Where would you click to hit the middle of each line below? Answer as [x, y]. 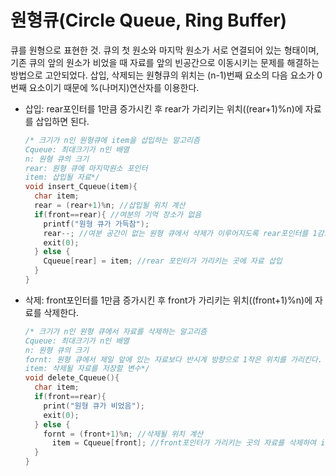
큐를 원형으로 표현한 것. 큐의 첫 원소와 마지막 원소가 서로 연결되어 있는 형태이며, [165, 50]
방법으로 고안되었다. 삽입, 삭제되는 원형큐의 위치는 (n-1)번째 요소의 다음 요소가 [162, 75]
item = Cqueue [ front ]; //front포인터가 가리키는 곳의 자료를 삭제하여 [184, 443]
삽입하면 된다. [62, 121]
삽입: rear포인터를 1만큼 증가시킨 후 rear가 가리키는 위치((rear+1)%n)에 [163, 108]
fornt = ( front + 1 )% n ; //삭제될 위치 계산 [123, 434]
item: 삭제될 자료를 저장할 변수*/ [87, 369]
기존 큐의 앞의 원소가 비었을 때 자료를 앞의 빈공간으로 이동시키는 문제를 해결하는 [165, 62]
